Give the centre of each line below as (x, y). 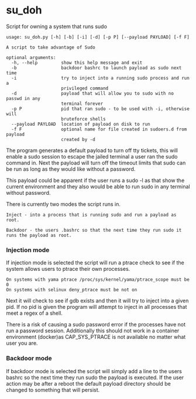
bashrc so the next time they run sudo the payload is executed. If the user (95, 377)
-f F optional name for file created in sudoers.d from (99, 129)
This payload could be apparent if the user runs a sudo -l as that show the (95, 180)
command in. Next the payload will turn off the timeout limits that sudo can (96, 163)
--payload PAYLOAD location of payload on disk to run (81, 124)
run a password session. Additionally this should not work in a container (93, 331)
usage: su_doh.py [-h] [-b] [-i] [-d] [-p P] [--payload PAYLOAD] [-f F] (98, 37)
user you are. (22, 343)
